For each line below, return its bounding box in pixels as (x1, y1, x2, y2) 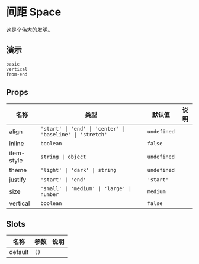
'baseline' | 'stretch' (40, 131, 108, 138)
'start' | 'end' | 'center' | (40, 125, 126, 132)
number (40, 191, 59, 198)
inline (9, 139, 24, 148)
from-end (6, 71, 28, 77)
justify (9, 175, 27, 184)
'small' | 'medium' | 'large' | (40, 185, 132, 192)
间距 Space (6, 5, 62, 19)
